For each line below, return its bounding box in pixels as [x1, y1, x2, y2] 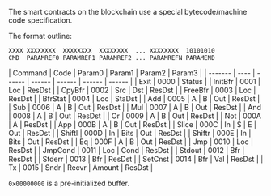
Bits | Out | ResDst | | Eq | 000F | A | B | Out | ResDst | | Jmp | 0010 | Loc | [8, 137, 253, 147]
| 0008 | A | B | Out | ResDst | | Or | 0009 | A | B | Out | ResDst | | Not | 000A [8, 111, 261, 121]
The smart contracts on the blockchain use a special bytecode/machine [8, 7, 248, 16]
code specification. [8, 15, 73, 25]
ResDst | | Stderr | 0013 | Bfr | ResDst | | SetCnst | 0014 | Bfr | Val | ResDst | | [8, 154, 264, 164]
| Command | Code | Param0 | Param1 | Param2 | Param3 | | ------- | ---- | [8, 68, 256, 78]
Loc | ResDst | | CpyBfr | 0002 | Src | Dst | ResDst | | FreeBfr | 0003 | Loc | [8, 85, 256, 95]
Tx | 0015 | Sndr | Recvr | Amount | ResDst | [8, 163, 154, 173]
